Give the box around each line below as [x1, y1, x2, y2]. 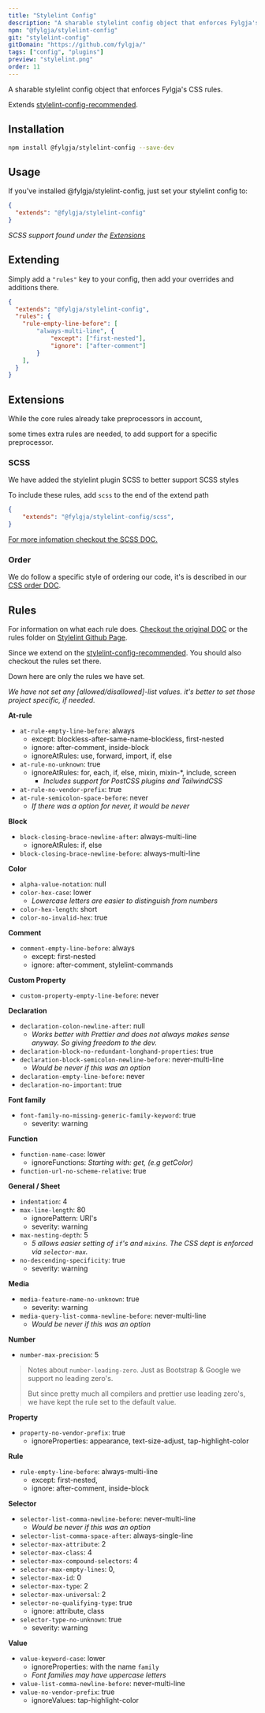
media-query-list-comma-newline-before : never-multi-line [19, 1311, 207, 1321]
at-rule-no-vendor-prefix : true [19, 785, 122, 794]
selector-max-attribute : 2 [19, 1539, 106, 1549]
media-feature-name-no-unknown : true [19, 1294, 140, 1304]
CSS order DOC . [8, 580, 62, 590]
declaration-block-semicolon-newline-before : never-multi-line [19, 1054, 225, 1065]
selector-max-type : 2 [19, 1581, 89, 1591]
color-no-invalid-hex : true [19, 912, 108, 923]
